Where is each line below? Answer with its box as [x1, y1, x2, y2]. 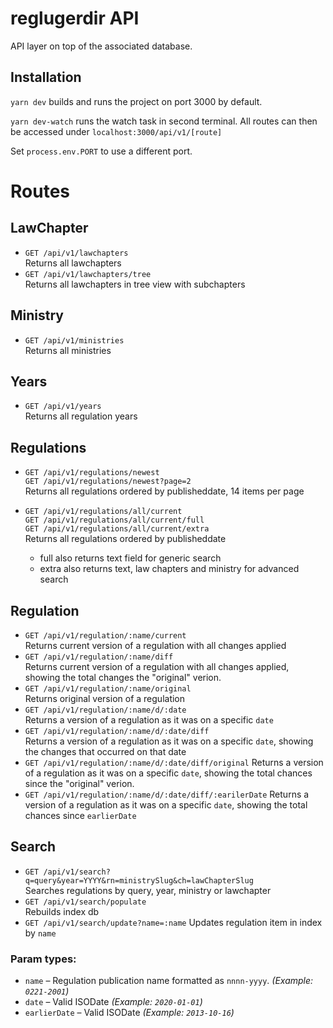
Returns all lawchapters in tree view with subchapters [24, 278, 246, 290]
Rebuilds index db [24, 905, 100, 917]
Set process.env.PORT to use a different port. [10, 145, 193, 157]
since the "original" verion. [24, 778, 135, 789]
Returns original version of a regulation [24, 693, 186, 704]
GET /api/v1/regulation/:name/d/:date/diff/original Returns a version [24, 757, 324, 768]
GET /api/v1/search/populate [24, 897, 147, 907]
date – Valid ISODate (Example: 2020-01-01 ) [24, 996, 203, 1008]
